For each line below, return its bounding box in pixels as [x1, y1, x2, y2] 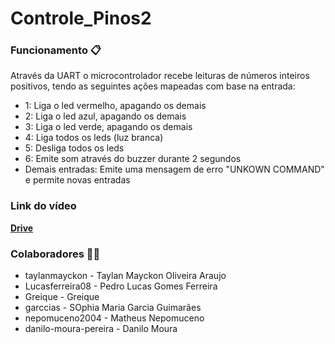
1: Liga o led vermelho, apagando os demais [24, 100, 207, 112]
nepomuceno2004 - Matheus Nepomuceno [24, 312, 205, 324]
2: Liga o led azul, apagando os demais [24, 110, 187, 122]
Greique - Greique [24, 291, 100, 303]
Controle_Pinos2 [10, 7, 152, 30]
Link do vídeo [10, 199, 77, 213]
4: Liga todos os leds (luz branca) [24, 132, 164, 144]
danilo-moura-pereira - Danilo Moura [24, 323, 178, 335]
